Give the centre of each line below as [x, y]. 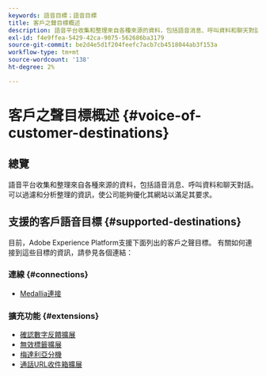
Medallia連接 [40, 293]
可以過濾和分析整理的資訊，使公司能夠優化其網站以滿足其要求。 [112, 194]
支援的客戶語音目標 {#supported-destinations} [125, 222]
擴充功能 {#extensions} [54, 316]
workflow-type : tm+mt [44, 52]
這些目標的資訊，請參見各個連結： [77, 252]
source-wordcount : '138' [49, 60]
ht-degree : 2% [32, 67]
